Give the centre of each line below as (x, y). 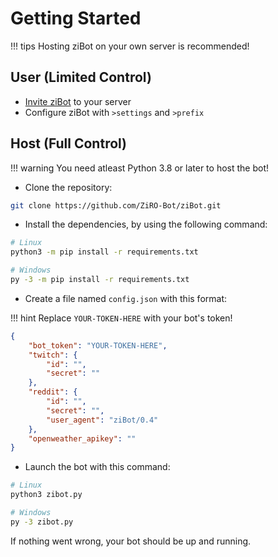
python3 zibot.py (46, 495)
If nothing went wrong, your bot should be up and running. (131, 541)
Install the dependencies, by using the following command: (146, 224)
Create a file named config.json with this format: (126, 298)
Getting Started (76, 18)
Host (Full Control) (69, 143)
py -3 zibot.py (42, 522)
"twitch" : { (53, 355)
